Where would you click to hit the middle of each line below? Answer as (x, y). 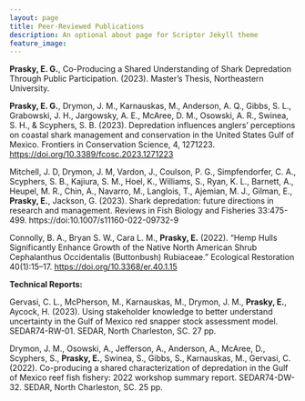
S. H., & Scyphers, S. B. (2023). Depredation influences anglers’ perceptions (152, 125)
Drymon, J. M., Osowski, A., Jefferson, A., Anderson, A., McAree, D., (137, 349)
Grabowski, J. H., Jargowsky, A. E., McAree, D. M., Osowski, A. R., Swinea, (149, 115)
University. (30, 88)
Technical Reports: (46, 285)
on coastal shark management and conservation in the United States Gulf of (152, 135)
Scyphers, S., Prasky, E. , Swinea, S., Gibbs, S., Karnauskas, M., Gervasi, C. (150, 358)
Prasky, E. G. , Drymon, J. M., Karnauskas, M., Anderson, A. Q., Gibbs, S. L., (151, 106)
